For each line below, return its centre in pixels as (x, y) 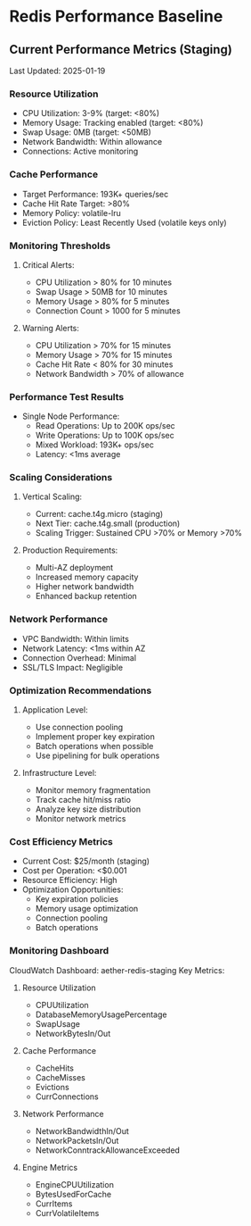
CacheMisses (61, 1077)
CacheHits (54, 1068)
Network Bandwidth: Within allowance (92, 142)
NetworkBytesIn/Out (73, 1033)
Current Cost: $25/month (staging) (85, 861)
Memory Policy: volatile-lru (72, 213)
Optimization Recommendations (81, 690)
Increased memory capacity (87, 577)
